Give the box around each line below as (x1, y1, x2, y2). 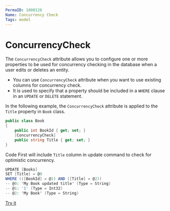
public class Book (5, 118, 45, 123)
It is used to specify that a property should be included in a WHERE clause (12, 88, 165, 94)
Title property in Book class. (5, 109, 66, 115)
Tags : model (5, 17, 31, 22)
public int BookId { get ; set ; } (14, 128, 86, 133)
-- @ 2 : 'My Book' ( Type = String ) (5, 191, 79, 196)
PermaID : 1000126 (5, 7, 42, 13)
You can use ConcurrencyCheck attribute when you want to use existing (12, 77, 161, 83)
